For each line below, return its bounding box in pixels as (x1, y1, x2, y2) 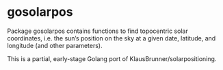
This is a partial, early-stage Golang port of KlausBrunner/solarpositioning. (7, 54, 217, 62)
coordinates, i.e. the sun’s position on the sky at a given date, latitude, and (7, 34, 216, 42)
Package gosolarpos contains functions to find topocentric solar (7, 27, 188, 35)
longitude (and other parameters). (7, 41, 103, 49)
